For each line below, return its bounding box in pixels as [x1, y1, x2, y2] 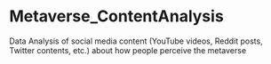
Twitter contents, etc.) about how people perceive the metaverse [9, 44, 247, 55]
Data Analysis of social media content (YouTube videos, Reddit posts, [9, 36, 264, 46]
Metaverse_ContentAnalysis [9, 6, 224, 27]
